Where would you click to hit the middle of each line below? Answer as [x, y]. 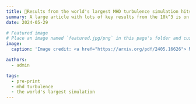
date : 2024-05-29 [27, 22]
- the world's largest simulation [53, 92]
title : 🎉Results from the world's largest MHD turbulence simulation [92, 11]
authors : [17, 60]
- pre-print [26, 81]
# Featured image [27, 33]
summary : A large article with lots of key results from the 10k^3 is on [98, 17]
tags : [13, 76]
